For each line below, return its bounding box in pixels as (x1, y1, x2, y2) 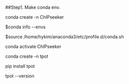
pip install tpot (5, 63, 35, 69)
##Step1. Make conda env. (5, 5, 61, 10)
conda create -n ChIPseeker (5, 14, 64, 20)
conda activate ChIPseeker (5, 44, 62, 50)
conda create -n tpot (5, 53, 49, 59)
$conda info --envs (5, 24, 46, 30)
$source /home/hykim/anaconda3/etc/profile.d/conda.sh (5, 34, 124, 39)
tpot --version (5, 73, 34, 79)
